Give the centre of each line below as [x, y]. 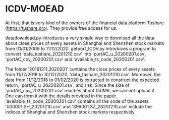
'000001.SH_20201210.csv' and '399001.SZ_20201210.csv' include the [79, 106]
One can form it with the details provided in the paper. [61, 96]
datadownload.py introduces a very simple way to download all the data [80, 38]
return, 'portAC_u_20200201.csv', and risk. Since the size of [67, 85]
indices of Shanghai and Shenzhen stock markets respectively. [71, 112]
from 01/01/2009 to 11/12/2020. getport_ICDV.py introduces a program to [81, 48]
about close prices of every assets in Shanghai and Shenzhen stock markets [85, 43]
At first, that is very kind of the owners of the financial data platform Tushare [84, 23]
